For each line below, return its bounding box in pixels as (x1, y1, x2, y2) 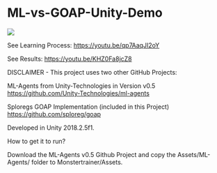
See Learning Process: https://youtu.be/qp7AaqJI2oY (7, 40, 160, 50)
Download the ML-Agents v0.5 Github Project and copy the (7, 150, 176, 158)
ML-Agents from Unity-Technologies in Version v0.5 (7, 82, 156, 90)
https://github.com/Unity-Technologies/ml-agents (7, 89, 150, 97)
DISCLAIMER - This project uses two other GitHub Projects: (7, 68, 177, 76)
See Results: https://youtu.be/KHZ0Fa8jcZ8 (7, 54, 132, 63)
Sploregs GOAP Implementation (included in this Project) (7, 103, 170, 111)
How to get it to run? (7, 137, 66, 145)
